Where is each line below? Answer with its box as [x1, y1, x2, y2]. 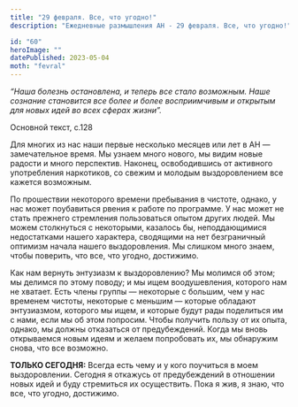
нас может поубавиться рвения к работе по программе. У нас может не [10, 203, 285, 213]
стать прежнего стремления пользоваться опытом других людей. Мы [10, 213, 275, 223]
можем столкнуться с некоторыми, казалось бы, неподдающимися [10, 222, 267, 233]
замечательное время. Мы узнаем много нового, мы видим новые [10, 149, 264, 159]
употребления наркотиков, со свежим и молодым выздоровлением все [10, 167, 284, 178]
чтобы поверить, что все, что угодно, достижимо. [10, 250, 199, 261]
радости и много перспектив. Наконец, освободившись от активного [10, 158, 273, 168]
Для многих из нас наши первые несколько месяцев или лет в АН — [10, 139, 271, 150]
